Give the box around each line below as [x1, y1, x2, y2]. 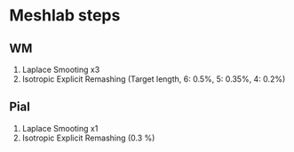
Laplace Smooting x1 [21, 123, 99, 133]
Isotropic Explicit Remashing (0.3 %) [21, 132, 155, 143]
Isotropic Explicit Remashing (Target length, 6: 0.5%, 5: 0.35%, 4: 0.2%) [21, 74, 286, 84]
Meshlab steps [9, 5, 121, 26]
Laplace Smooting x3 [21, 64, 100, 75]
